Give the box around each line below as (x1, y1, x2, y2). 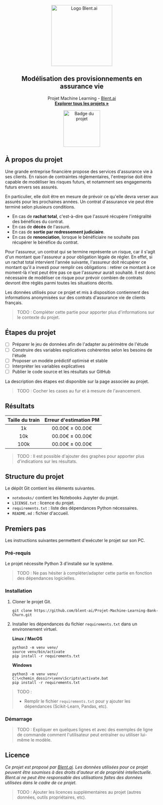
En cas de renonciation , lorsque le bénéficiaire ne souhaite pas (12, 234, 140, 240)
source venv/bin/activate (12, 649, 65, 654)
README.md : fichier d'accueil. (12, 510, 69, 516)
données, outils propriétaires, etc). (17, 794, 86, 800)
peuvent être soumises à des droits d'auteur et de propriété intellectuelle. (5, 769, 152, 775)
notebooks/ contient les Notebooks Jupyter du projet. (12, 495, 119, 501)
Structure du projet (5, 472, 64, 480)
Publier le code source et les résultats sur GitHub (12, 369, 111, 374)
